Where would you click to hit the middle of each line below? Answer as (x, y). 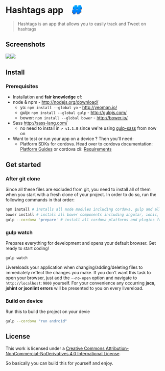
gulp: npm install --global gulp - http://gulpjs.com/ (73, 113)
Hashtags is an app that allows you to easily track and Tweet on (82, 24)
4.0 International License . (95, 353)
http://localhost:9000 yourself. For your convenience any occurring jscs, (81, 283)
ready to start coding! (27, 248)
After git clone (23, 178)
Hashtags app (35, 10)
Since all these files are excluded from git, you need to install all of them (78, 189)
